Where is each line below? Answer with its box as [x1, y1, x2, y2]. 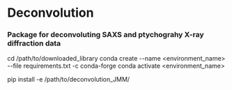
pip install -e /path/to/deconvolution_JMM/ [7, 75, 130, 84]
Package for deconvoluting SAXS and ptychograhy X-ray [7, 30, 204, 40]
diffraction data [7, 38, 61, 48]
